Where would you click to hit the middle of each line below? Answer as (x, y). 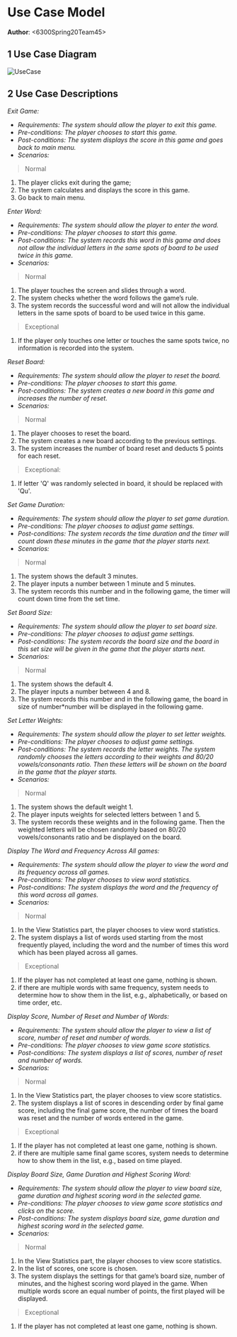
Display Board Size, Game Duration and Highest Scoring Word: (99, 1174)
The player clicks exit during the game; (74, 182)
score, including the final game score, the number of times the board (118, 1110)
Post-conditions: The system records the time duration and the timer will (123, 533)
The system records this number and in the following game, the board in (123, 699)
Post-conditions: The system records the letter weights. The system (116, 749)
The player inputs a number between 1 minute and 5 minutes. (106, 584)
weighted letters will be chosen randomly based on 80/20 (102, 829)
